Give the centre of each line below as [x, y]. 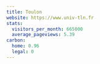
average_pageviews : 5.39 [43, 35]
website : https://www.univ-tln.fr [50, 18]
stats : [15, 23]
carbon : [16, 40]
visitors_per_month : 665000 [48, 29]
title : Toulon [24, 12]
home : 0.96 [26, 46]
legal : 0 [23, 52]
